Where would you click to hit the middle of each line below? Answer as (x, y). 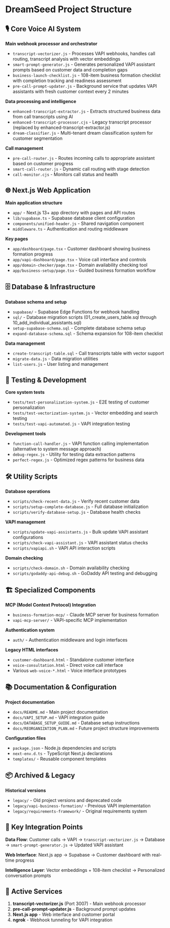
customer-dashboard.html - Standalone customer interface (73, 660)
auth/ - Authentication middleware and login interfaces (70, 640)
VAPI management (25, 522)
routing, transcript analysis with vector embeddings (66, 59)
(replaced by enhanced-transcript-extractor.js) (61, 128)
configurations (28, 537)
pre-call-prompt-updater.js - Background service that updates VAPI (85, 86)
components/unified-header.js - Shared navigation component (78, 223)
